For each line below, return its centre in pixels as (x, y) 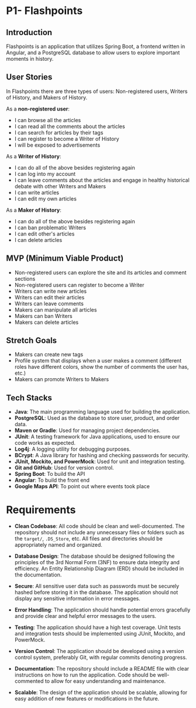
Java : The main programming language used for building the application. (102, 412)
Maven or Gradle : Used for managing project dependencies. (87, 430)
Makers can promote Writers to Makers (62, 379)
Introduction (29, 32)
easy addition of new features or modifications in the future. (87, 699)
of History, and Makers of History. (47, 97)
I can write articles (37, 192)
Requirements (41, 510)
